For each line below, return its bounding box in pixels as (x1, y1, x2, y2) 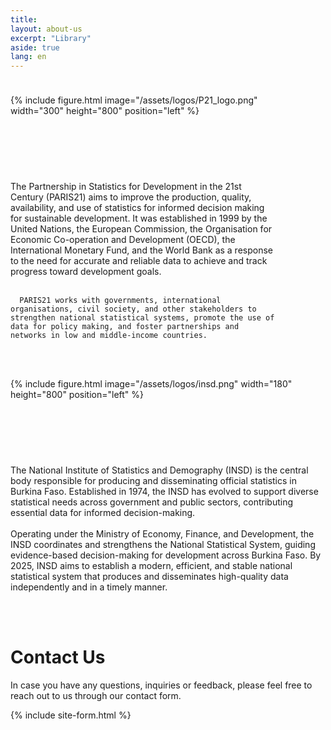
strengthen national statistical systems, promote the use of (10, 313, 275, 323)
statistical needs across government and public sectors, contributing (10, 496, 294, 508)
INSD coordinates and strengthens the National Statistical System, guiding (10, 539, 316, 551)
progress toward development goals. (10, 266, 162, 278)
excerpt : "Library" (10, 33, 92, 43)
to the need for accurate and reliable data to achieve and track (10, 255, 268, 267)
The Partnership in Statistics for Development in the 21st (10, 181, 242, 193)
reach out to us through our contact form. (10, 690, 182, 702)
